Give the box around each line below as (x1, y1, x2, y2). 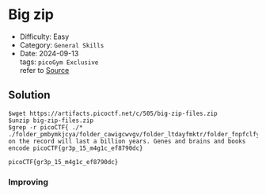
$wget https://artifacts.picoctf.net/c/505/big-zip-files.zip (8, 109, 218, 117)
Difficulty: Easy (19, 32, 70, 41)
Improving (8, 176, 49, 187)
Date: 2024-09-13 (19, 48, 79, 58)
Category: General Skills (19, 40, 104, 49)
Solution (8, 89, 51, 102)
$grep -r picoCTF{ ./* (8, 123, 83, 132)
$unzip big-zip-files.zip (8, 117, 93, 124)
